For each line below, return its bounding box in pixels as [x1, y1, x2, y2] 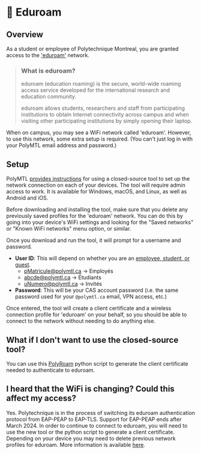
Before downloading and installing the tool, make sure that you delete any [6, 206, 188, 213]
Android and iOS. [6, 195, 49, 202]
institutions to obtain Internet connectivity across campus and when [20, 111, 189, 118]
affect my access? [6, 393, 77, 404]
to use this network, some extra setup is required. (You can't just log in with [6, 135, 193, 143]
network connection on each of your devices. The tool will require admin [6, 181, 186, 189]
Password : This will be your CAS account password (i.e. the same [14, 286, 179, 294]
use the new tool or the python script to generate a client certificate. [6, 428, 175, 435]
